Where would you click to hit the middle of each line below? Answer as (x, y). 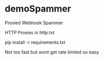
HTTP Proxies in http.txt (30, 32)
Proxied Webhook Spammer (34, 23)
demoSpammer (38, 9)
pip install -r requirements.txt (35, 42)
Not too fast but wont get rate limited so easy (52, 52)
